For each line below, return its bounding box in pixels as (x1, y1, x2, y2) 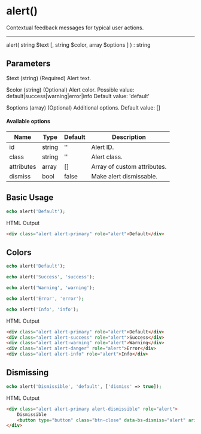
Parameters (6, 59, 51, 69)
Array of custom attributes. (91, 162, 167, 171)
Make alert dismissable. (91, 172, 158, 180)
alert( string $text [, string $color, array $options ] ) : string (6, 41, 151, 48)
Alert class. (91, 153, 123, 161)
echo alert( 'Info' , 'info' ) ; (6, 306, 79, 312)
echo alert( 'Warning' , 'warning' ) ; (6, 285, 95, 291)
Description (111, 133, 147, 141)
